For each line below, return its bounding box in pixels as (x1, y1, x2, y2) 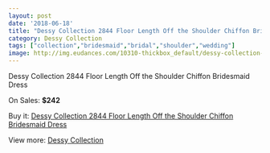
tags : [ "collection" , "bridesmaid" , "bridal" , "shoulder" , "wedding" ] (8, 42, 235, 50)
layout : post (8, 11, 52, 20)
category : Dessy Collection (8, 34, 103, 43)
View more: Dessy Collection (8, 135, 104, 145)
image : (8, 49, 31, 57)
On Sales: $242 (8, 96, 60, 105)
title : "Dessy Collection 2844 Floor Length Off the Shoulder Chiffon (8, 27, 250, 35)
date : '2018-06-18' (8, 19, 74, 27)
